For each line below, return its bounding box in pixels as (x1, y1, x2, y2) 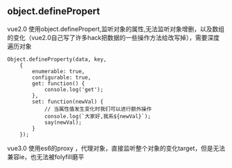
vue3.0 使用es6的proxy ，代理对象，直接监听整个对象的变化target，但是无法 (7, 144, 226, 152)
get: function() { (32, 80, 85, 87)
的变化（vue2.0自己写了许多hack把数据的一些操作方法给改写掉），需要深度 (7, 33, 220, 41)
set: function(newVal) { (32, 98, 104, 105)
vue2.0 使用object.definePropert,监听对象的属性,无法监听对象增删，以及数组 (7, 24, 225, 33)
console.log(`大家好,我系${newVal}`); (44, 113, 151, 120)
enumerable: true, (32, 68, 85, 75)
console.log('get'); (44, 86, 104, 93)
